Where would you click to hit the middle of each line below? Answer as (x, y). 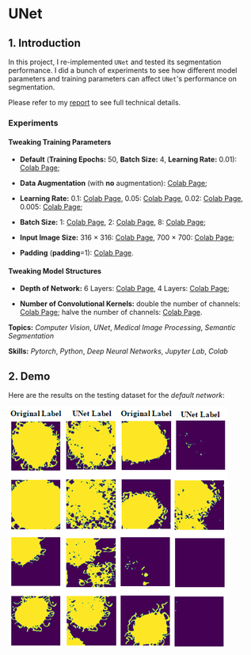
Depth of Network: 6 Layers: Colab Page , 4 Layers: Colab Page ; (124, 289)
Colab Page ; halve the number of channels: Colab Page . (111, 312)
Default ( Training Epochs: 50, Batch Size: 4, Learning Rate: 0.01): (128, 160)
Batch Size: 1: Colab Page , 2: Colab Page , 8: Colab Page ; (112, 222)
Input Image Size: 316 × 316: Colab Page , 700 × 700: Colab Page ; (127, 237)
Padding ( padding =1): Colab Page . (77, 253)
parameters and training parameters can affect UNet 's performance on (123, 79)
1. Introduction (44, 43)
